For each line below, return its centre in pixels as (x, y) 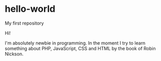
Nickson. (14, 54)
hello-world (30, 9)
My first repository (24, 23)
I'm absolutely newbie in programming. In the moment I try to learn (75, 43)
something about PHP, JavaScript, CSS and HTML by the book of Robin (80, 48)
